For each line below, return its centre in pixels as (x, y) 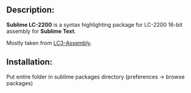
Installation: (30, 62)
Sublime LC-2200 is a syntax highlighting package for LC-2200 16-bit (95, 24)
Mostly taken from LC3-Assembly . (49, 43)
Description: (31, 10)
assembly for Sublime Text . (41, 31)
